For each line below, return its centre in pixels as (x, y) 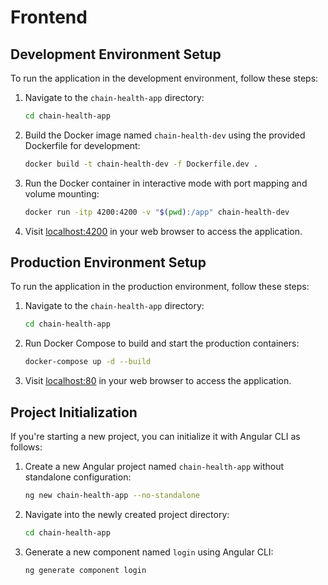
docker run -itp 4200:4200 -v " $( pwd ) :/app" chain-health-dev (157, 212)
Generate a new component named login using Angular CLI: (149, 552)
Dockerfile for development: (82, 145)
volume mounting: (62, 193)
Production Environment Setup (108, 262)
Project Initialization (74, 412)
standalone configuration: (78, 477)
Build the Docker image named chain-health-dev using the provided (165, 135)
